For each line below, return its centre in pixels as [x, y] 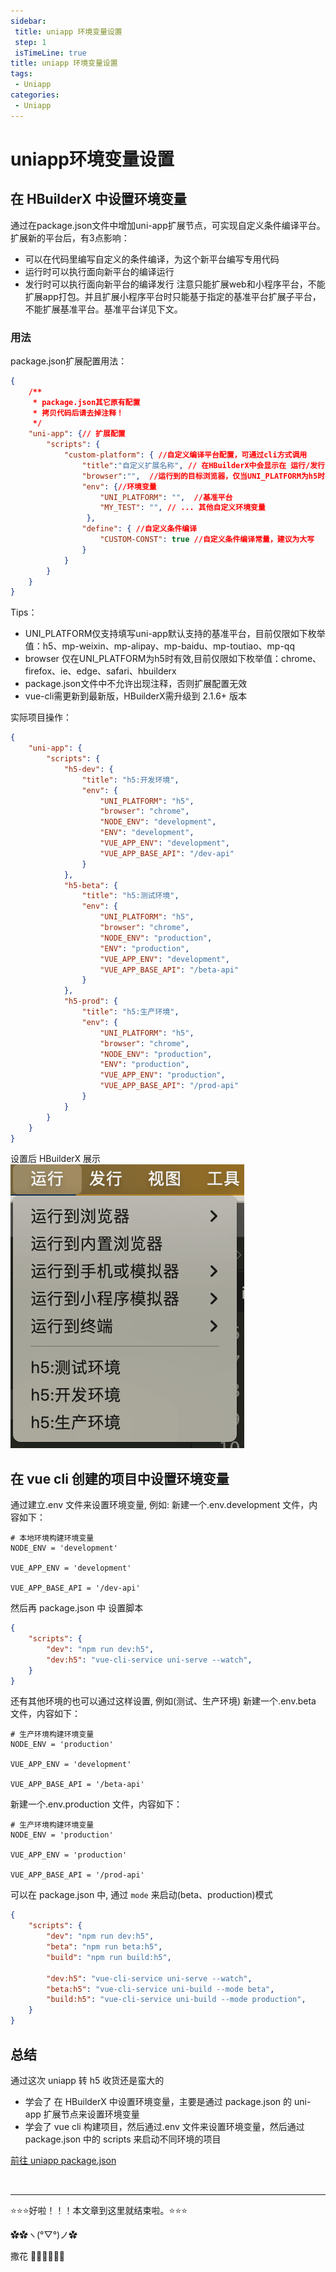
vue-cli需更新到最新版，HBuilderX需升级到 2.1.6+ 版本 [136, 696]
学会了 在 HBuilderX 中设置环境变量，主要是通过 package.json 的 [158, 2101]
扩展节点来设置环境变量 [91, 2114]
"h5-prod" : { [90, 1001]
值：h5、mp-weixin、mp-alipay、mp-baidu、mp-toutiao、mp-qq [159, 646]
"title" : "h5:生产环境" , [130, 1012]
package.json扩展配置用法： [69, 361]
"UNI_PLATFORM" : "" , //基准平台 [166, 497]
